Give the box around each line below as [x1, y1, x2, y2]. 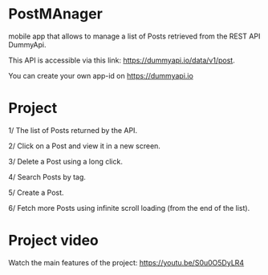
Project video [8, 232, 99, 249]
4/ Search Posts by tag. [8, 172, 87, 181]
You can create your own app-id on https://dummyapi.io [8, 71, 194, 80]
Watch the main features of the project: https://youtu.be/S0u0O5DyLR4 [8, 257, 245, 267]
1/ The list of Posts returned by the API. [8, 125, 138, 135]
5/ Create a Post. [8, 188, 64, 197]
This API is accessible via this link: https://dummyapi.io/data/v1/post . [8, 55, 235, 65]
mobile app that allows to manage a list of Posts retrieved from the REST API [8, 31, 261, 41]
